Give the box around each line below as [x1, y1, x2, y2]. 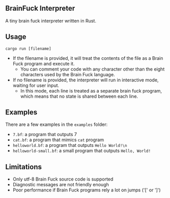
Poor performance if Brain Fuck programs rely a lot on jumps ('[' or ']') [12, 187, 161, 193]
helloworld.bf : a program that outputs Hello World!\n [12, 142, 127, 148]
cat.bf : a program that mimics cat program [12, 137, 104, 143]
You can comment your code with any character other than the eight [20, 66, 165, 72]
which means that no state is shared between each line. [20, 93, 138, 99]
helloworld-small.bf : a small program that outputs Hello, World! [12, 148, 151, 154]
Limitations [5, 162, 42, 171]
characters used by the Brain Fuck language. [20, 71, 115, 77]
